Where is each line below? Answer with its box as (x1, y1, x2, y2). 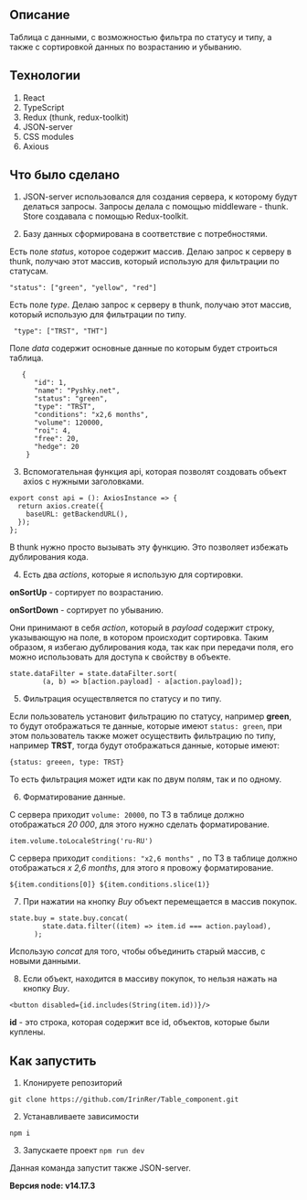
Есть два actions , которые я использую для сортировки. (22, 569, 244, 580)
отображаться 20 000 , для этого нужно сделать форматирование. (9, 819, 270, 830)
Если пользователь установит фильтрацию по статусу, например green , (9, 711, 292, 722)
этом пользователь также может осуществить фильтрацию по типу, (9, 731, 277, 742)
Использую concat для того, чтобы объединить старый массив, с (9, 946, 266, 957)
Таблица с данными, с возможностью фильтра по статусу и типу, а (9, 31, 272, 42)
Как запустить (9, 1053, 97, 1068)
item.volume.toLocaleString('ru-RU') (9, 837, 153, 846)
